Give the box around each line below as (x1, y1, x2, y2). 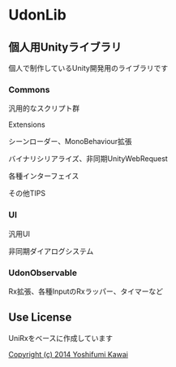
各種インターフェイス (8, 171, 79, 181)
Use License (8, 311, 72, 325)
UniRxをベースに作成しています (8, 333, 114, 343)
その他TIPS (8, 189, 46, 199)
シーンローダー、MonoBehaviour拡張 (8, 137, 132, 146)
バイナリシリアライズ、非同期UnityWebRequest (8, 154, 168, 164)
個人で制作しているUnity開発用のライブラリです (8, 63, 169, 72)
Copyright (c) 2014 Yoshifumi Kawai (8, 349, 128, 359)
